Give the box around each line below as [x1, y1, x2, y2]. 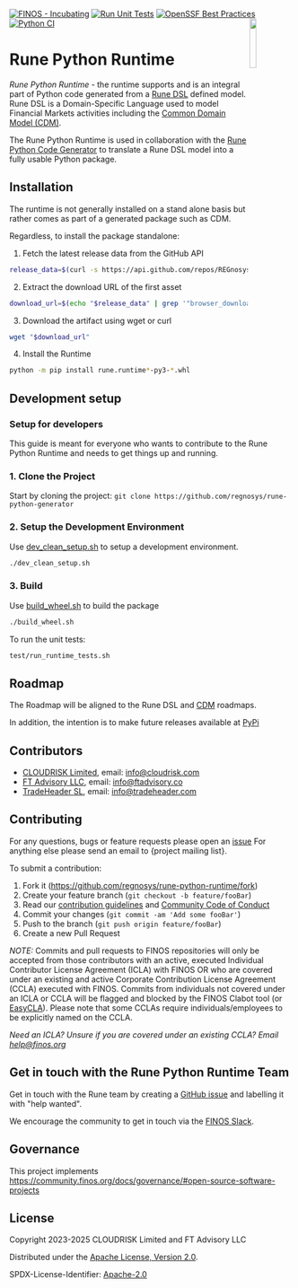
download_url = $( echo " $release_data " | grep [9, 299, 179, 308]
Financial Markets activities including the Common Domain [9, 108, 226, 118]
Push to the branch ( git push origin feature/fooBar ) [22, 918, 222, 929]
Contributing [9, 812, 83, 828]
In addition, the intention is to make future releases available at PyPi [9, 717, 259, 728]
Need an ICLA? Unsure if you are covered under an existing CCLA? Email [9, 1029, 279, 1040]
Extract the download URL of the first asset [22, 281, 182, 292]
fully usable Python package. [9, 153, 118, 164]
